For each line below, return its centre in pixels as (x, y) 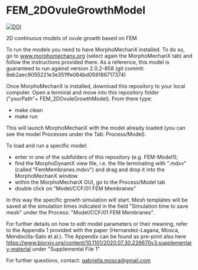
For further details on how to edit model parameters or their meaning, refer (97, 224)
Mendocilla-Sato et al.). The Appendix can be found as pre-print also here (96, 236)
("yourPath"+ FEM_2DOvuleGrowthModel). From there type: (79, 99)
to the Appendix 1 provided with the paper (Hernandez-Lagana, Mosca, (93, 230)
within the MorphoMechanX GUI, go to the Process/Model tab (90, 182)
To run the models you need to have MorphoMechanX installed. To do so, (95, 49)
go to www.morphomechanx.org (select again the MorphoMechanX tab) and (99, 56)
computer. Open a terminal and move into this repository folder (83, 92)
